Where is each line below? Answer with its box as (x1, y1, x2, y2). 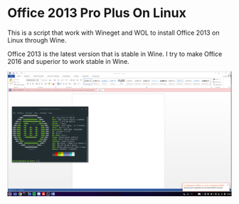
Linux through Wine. (7, 35, 67, 44)
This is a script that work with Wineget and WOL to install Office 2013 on (7, 28, 220, 37)
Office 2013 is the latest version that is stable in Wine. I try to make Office (7, 50, 223, 58)
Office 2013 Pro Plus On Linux (7, 5, 186, 21)
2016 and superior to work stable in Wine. (7, 57, 129, 65)
